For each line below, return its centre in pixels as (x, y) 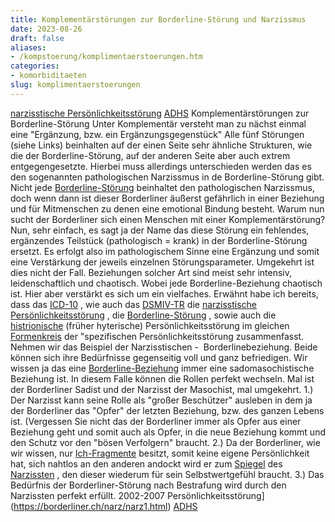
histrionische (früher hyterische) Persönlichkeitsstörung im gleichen (150, 325)
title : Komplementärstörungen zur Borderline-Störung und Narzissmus (158, 19)
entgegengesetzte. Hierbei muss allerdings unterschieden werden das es (161, 166)
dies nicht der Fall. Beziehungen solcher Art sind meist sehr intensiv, (151, 272)
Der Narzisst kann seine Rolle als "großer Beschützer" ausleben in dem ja (161, 400)
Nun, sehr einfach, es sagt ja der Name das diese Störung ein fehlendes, (160, 230)
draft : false (37, 38)
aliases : (28, 47)
